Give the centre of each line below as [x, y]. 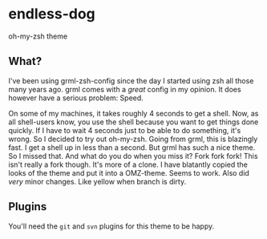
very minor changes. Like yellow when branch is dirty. [97, 181]
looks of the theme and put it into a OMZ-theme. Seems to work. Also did [129, 172]
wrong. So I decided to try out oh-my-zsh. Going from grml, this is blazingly [133, 139]
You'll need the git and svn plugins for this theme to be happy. [111, 226]
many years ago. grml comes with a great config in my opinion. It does [125, 89]
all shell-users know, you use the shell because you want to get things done [133, 122]
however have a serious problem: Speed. [76, 98]
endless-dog [52, 14]
